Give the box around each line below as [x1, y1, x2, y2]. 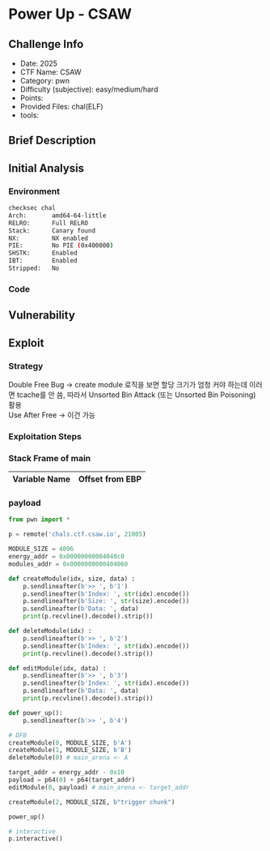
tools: [19, 110, 39, 120]
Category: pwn [19, 76, 70, 85]
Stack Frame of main [8, 452, 91, 464]
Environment [8, 186, 61, 197]
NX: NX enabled [8, 234, 89, 242]
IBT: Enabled [8, 257, 78, 265]
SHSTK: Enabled [8, 249, 78, 258]
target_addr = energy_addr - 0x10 [8, 768, 125, 776]
